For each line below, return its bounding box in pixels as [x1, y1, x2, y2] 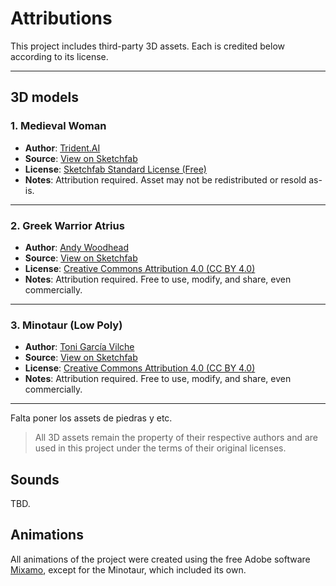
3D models [10, 89, 79, 106]
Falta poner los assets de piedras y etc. [10, 412, 173, 424]
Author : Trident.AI [24, 142, 101, 154]
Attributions [10, 7, 113, 30]
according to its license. [10, 50, 109, 62]
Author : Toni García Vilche [24, 341, 135, 353]
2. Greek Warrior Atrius [10, 218, 125, 232]
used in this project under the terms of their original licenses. [34, 442, 287, 454]
